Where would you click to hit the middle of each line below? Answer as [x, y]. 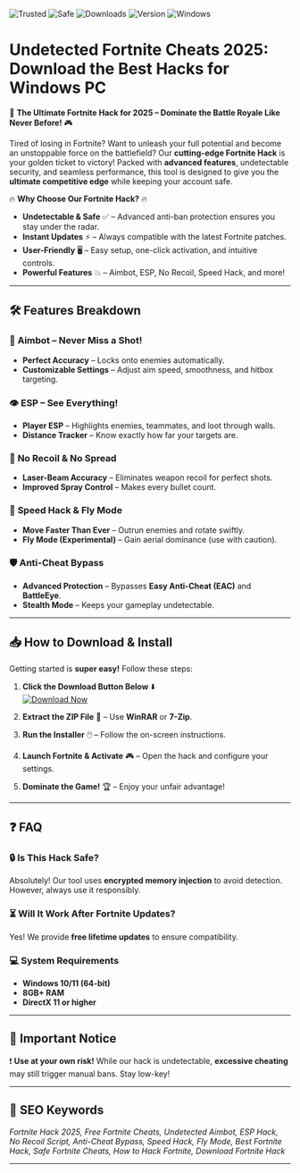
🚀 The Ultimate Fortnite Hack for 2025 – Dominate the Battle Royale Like [145, 113]
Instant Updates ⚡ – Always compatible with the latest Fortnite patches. [154, 236]
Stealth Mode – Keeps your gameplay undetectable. [118, 604]
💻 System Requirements [64, 960]
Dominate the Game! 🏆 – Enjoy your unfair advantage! [124, 786]
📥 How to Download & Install [91, 642]
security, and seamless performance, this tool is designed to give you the [144, 172]
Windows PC [58, 88]
